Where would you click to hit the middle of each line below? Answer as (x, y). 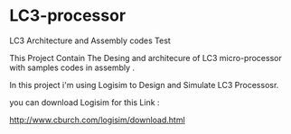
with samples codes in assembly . (72, 67)
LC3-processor (68, 16)
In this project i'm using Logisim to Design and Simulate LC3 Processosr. (144, 85)
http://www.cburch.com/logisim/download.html (97, 120)
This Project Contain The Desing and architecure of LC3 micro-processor (145, 58)
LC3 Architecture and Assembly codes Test (90, 40)
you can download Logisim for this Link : (84, 102)
